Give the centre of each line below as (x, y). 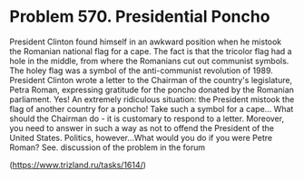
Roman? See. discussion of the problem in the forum (108, 147)
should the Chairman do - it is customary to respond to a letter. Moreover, (147, 118)
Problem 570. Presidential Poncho (140, 17)
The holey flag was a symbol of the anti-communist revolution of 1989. (142, 71)
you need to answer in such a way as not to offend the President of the (142, 127)
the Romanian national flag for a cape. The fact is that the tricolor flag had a (151, 51)
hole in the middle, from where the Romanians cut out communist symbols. (149, 61)
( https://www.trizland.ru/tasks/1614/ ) (78, 165)
